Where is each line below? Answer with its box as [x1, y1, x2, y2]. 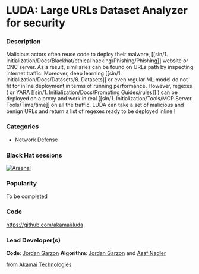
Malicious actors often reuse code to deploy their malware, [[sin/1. [6, 51, 168, 58]
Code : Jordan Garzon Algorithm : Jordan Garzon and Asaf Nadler [6, 249, 166, 256]
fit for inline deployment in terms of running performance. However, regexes [6, 83, 192, 90]
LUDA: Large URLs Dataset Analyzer [6, 4, 188, 17]
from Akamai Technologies [6, 261, 72, 268]
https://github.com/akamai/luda [6, 221, 84, 228]
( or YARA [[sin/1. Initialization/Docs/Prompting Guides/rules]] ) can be [6, 89, 178, 96]
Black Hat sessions [6, 151, 62, 159]
